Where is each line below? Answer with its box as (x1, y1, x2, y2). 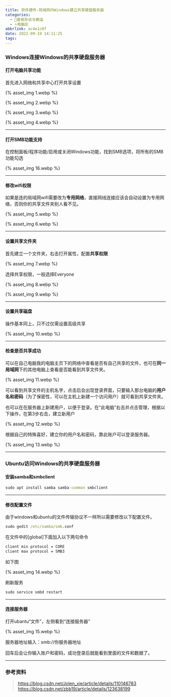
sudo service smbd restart (5, 589, 63, 595)
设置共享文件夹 (5, 238, 37, 244)
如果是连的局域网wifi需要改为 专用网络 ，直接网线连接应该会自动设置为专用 (5, 195, 160, 201)
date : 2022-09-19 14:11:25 (5, 31, 63, 36)
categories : (5, 12, 31, 17)
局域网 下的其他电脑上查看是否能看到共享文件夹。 (5, 366, 108, 372)
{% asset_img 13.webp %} (5, 442, 61, 448)
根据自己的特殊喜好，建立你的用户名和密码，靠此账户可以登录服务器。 (5, 432, 153, 438)
